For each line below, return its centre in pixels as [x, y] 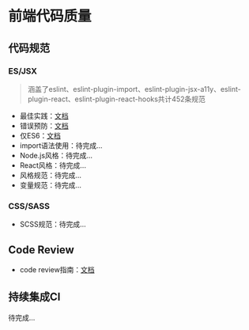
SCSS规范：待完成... [53, 224]
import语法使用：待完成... [61, 145]
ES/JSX [23, 70]
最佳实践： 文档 [44, 116]
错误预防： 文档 [44, 125]
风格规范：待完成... [50, 175]
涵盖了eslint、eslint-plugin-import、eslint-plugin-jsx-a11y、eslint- [134, 89]
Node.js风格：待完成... [56, 155]
